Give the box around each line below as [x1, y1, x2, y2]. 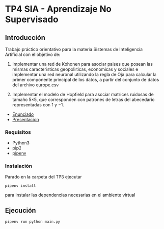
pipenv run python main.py [5, 219, 60, 224]
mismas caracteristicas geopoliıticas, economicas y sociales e [12, 66, 138, 72]
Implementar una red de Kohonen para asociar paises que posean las [12, 61, 153, 67]
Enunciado [12, 111, 34, 117]
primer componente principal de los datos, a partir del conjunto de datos [12, 77, 159, 82]
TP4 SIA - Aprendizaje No [5, 3, 112, 15]
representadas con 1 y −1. [12, 102, 64, 107]
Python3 [12, 140, 29, 146]
